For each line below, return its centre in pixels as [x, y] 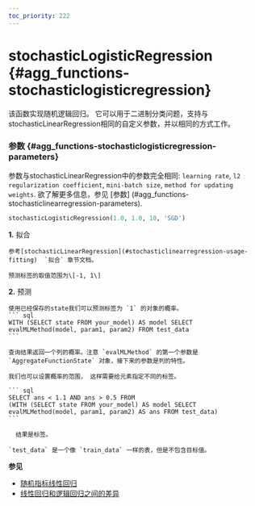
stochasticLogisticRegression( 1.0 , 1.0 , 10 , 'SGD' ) [97, 218]
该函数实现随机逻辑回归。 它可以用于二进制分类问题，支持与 [108, 113]
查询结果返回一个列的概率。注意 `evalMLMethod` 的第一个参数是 [104, 352]
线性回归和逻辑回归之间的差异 [69, 493]
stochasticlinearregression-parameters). [75, 203]
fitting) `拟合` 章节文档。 [53, 260]
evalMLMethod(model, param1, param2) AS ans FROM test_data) [113, 412]
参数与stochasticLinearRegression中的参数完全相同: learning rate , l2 [124, 175]
